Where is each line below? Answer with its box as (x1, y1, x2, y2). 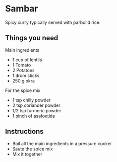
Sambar (5, 3, 38, 14)
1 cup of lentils (12, 57, 42, 63)
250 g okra (12, 78, 35, 83)
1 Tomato (12, 62, 31, 68)
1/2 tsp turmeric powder (12, 107, 61, 113)
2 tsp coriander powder (12, 102, 60, 108)
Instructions (5, 127, 44, 136)
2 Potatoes (12, 67, 35, 73)
